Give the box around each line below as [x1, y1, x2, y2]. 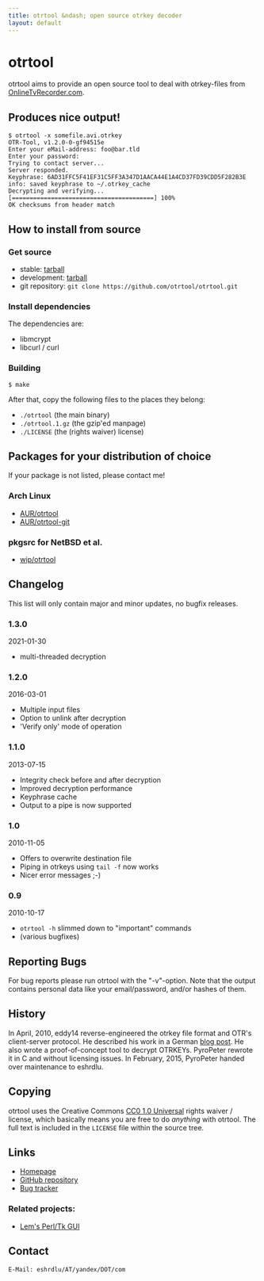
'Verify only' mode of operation [19, 722, 122, 732]
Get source [8, 247, 52, 258]
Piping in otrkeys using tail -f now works [19, 862, 159, 871]
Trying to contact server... [8, 159, 105, 167]
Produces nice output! [8, 110, 121, 124]
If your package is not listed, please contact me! [8, 471, 166, 480]
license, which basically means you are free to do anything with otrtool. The [8, 1115, 256, 1124]
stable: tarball [19, 264, 65, 273]
